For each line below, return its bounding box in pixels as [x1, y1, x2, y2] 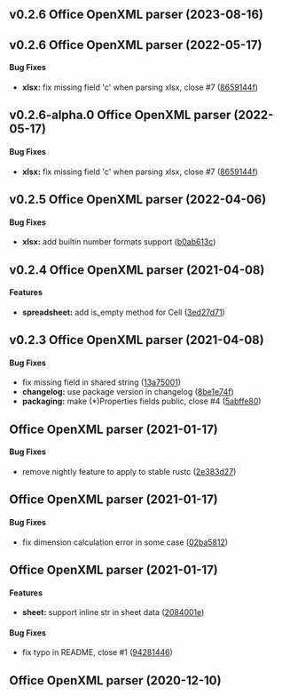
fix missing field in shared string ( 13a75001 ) [21, 377, 182, 388]
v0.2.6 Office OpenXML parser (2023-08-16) [9, 7, 264, 22]
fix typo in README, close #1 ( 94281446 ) [21, 647, 173, 658]
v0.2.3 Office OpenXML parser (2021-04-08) [9, 332, 264, 348]
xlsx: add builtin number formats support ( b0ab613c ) [21, 236, 216, 247]
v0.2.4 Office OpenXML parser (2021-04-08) [9, 262, 265, 277]
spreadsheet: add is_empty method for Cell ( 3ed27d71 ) [21, 307, 226, 317]
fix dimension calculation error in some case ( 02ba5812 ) [21, 537, 229, 548]
